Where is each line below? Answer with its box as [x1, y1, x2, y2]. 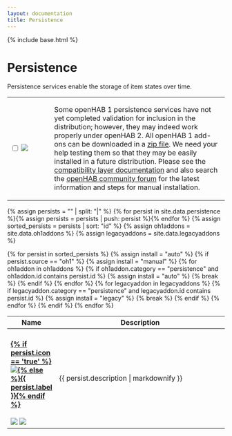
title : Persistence [7, 17, 64, 23]
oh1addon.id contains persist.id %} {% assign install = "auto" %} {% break [7, 272, 219, 281]
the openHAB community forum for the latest [54, 174, 200, 184]
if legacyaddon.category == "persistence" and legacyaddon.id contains [7, 287, 211, 295]
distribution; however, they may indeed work [54, 122, 198, 132]
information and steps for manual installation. [54, 182, 200, 192]
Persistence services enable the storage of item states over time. [7, 82, 192, 91]
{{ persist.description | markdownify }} [59, 374, 183, 383]
